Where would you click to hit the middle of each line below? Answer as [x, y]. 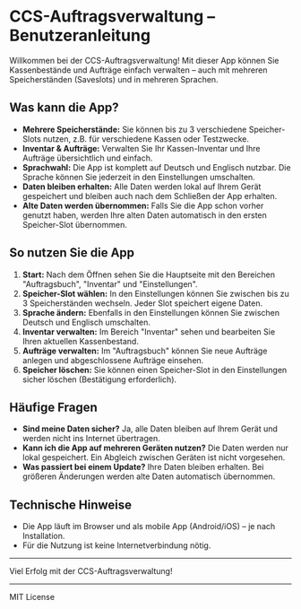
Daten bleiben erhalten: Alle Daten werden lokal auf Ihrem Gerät [142, 187]
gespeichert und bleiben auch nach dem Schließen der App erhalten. [150, 196]
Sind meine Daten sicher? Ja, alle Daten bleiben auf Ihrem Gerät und [150, 429]
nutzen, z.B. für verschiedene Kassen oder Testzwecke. [146, 139]
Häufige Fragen [54, 407]
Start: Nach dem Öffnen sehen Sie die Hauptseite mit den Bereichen [149, 274]
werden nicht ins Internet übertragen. [91, 439]
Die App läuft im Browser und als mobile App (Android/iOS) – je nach [149, 526]
